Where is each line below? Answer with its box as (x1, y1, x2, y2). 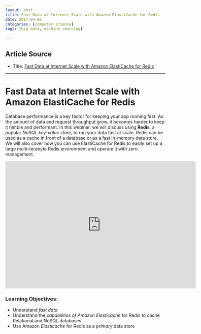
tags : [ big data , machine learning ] (5, 26, 83, 32)
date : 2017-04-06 (5, 17, 42, 22)
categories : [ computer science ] (5, 21, 74, 27)
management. (5, 151, 35, 157)
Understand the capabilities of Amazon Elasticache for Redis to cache (12, 312, 160, 318)
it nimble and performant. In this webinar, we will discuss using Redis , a (5, 124, 155, 130)
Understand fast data (12, 307, 58, 313)
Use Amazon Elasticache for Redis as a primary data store (12, 323, 135, 329)
